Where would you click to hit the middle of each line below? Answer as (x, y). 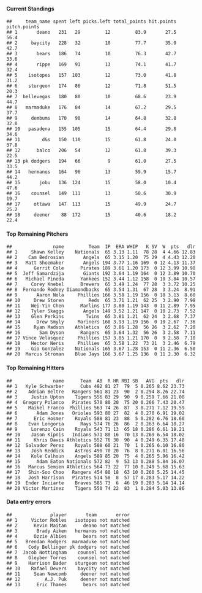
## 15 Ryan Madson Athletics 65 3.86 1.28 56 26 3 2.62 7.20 (101, 328)
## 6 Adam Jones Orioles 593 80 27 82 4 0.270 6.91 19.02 (95, 413)
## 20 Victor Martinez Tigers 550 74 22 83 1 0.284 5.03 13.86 (95, 488)
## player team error (68, 515)
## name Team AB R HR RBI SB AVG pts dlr (95, 381)
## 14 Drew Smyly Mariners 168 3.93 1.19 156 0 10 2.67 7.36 (101, 322)
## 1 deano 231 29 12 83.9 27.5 (91, 33)
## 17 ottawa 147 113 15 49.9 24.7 (91, 204)
